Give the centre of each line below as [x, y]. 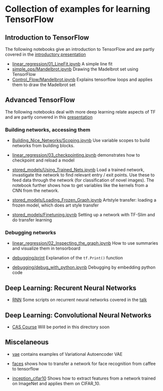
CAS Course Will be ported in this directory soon [61, 327]
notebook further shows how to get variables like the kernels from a [80, 185]
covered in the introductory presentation [45, 54]
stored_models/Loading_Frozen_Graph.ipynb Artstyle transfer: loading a [84, 200]
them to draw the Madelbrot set [44, 85]
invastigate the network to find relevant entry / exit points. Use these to [83, 175]
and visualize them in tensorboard [46, 249]
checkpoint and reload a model [43, 161]
